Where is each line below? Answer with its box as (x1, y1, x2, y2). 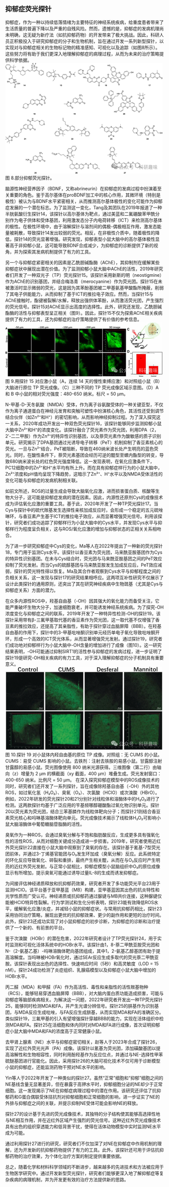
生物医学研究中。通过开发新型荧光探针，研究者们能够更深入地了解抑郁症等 (5, 1170, 159, 1176)
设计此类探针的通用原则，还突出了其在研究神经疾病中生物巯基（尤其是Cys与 (5, 580, 163, 587)
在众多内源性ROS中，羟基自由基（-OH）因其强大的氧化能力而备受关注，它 (5, 598, 160, 604)
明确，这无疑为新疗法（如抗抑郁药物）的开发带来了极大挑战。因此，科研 (9, 32, 159, 38)
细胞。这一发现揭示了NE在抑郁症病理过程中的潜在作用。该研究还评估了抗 (5, 1087, 157, 1094)
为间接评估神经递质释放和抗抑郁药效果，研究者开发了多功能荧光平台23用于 (5, 880, 161, 886)
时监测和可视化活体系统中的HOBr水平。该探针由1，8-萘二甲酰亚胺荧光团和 (5, 942, 160, 948)
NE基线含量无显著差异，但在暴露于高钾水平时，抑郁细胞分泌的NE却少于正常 (5, 1081, 162, 1087)
